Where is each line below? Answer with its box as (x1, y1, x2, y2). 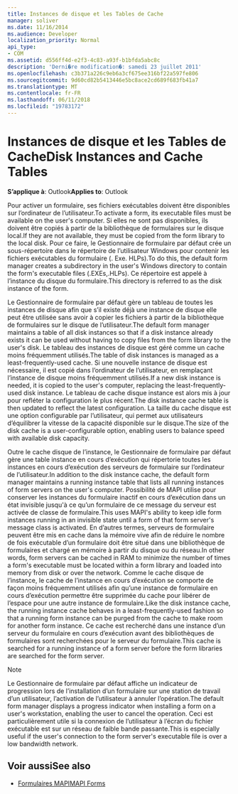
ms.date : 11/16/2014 (7, 23, 69, 31)
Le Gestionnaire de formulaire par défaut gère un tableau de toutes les (7, 298, 213, 306)
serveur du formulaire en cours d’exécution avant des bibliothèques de (7, 628, 215, 637)
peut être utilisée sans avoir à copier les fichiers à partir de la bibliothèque (7, 313, 225, 321)
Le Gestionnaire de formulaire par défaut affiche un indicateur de (7, 679, 198, 687)
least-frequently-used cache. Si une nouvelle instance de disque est (7, 358, 207, 367)
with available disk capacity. (7, 434, 90, 442)
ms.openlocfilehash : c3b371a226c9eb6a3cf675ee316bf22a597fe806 (7, 70, 199, 77)
